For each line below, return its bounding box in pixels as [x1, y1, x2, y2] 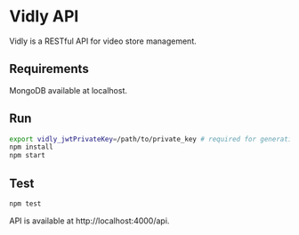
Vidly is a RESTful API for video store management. [9, 36, 198, 46]
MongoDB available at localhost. [9, 85, 127, 95]
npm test [9, 199, 42, 208]
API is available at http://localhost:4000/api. [9, 215, 170, 226]
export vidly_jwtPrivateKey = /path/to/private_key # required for [9, 134, 256, 143]
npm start [9, 151, 46, 160]
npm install [9, 142, 53, 152]
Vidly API [9, 6, 79, 27]
